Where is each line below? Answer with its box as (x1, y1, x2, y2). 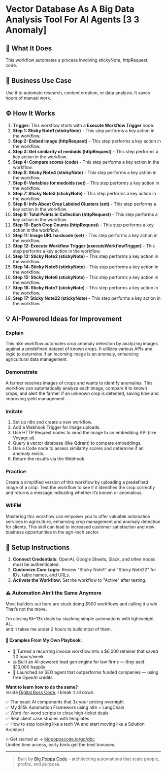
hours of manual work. (5, 95, 51, 101)
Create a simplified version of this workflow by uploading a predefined (5, 479, 149, 485)
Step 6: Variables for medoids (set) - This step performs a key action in (12, 180, 160, 186)
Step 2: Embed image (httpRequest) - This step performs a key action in (12, 138, 161, 144)
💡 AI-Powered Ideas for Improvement (5, 315, 122, 323)
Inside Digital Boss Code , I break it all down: (5, 689, 95, 695)
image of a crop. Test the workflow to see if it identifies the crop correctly (5, 485, 155, 491)
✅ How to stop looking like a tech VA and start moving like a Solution (5, 721, 145, 727)
